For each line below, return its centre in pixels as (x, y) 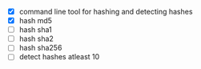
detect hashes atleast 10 (59, 57)
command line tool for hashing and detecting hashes (106, 12)
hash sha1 (36, 30)
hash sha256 (40, 48)
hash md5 (36, 21)
